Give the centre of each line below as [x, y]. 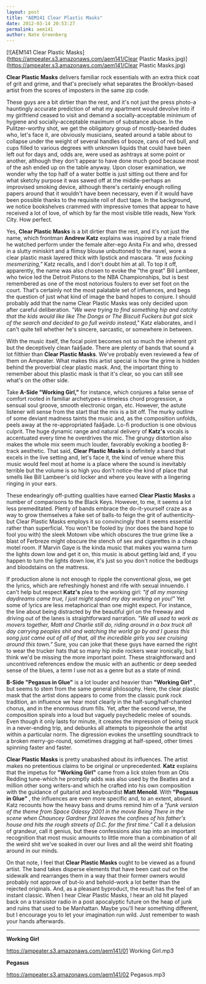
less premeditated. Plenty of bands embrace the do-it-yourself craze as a [99, 509]
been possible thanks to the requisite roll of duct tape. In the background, [99, 200]
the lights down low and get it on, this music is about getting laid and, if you [102, 554]
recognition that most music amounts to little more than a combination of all [102, 838]
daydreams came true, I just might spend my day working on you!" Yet [96, 599]
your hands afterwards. [36, 921]
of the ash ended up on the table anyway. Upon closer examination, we [96, 168]
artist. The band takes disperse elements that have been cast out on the [97, 869]
